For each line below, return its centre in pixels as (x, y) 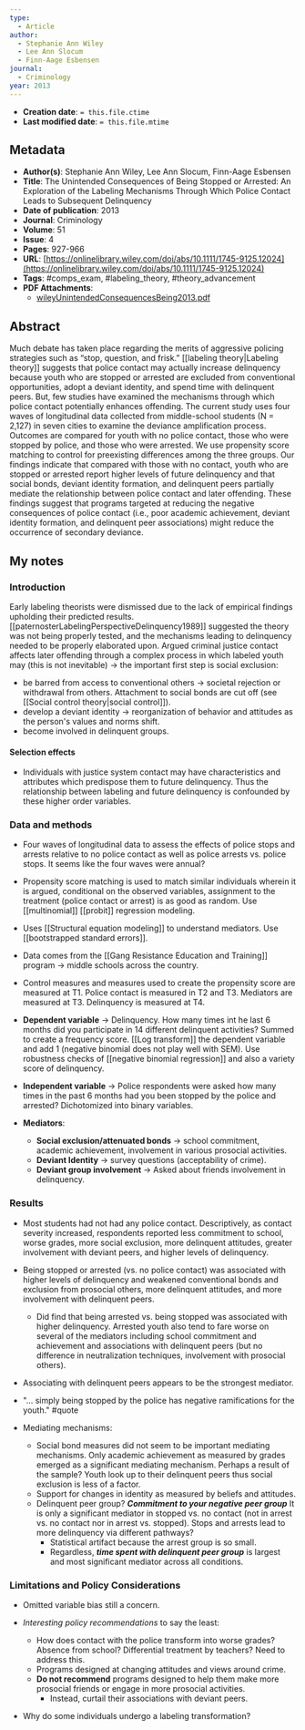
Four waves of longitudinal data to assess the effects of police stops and (159, 845)
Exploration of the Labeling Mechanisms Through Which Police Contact (157, 191)
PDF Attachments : (58, 288)
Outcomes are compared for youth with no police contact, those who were (149, 436)
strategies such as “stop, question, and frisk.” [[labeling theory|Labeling (144, 358)
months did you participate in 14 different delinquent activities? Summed (158, 1030)
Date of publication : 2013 (71, 211)
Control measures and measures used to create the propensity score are (159, 983)
